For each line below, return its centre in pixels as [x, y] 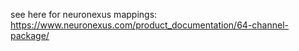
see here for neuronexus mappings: [84, 14]
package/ [30, 35]
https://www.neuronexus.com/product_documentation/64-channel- [149, 25]
